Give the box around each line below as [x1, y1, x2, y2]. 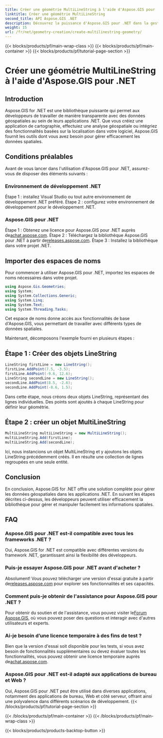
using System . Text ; [5, 302, 45, 307]
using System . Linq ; [5, 298, 45, 302]
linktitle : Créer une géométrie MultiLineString [5, 12, 105, 17]
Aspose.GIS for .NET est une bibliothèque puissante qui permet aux [5, 108, 140, 113]
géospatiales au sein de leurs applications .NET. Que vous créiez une [5, 118, 144, 124]
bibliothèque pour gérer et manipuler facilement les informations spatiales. [5, 501, 154, 507]
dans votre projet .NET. [5, 243, 51, 249]
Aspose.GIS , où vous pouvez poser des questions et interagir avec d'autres [5, 615, 156, 621]
